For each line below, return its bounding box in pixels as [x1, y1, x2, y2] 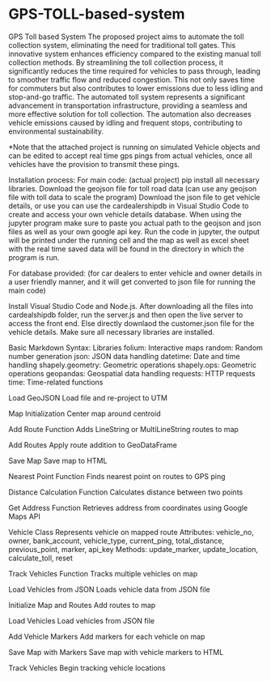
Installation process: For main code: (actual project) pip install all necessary [8, 175, 260, 185]
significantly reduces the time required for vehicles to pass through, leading [8, 66, 261, 75]
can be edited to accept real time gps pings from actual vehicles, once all [8, 151, 252, 161]
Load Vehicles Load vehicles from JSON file [8, 615, 155, 625]
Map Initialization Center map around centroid [8, 409, 162, 418]
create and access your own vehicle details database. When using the [8, 209, 243, 219]
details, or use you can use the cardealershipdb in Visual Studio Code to [8, 200, 249, 211]
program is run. [8, 252, 60, 262]
